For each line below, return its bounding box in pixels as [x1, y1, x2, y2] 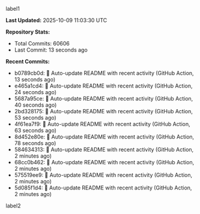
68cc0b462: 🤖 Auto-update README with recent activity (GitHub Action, [14, 159, 195, 165]
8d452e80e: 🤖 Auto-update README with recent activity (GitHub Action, [14, 133, 195, 140]
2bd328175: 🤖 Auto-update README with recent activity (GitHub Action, [14, 108, 193, 114]
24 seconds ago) [14, 89, 57, 95]
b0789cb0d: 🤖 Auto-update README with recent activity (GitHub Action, [14, 70, 194, 77]
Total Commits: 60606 [14, 40, 70, 47]
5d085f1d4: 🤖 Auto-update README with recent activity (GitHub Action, [14, 184, 192, 191]
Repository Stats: [5, 28, 50, 35]
